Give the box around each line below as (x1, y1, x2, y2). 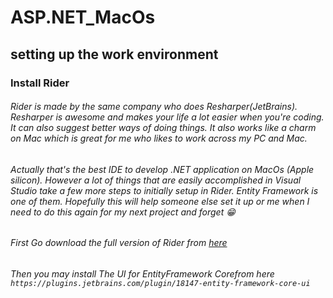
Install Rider (10, 76, 70, 90)
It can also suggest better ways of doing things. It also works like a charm (10, 122, 317, 134)
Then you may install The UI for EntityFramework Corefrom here (10, 267, 275, 280)
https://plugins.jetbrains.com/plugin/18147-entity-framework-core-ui (10, 278, 311, 288)
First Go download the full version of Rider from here (10, 237, 228, 249)
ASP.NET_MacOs (10, 6, 156, 29)
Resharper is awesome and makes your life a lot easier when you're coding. (10, 111, 325, 123)
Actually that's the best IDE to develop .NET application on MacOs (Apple (10, 163, 315, 175)
